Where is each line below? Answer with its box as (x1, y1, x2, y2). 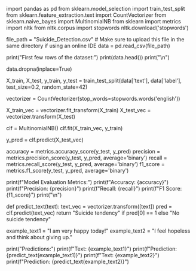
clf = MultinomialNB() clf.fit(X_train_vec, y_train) (6, 125, 123, 131)
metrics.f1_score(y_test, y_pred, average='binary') (6, 167, 129, 174)
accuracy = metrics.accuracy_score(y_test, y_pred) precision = (6, 148, 160, 155)
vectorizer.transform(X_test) (6, 113, 76, 120)
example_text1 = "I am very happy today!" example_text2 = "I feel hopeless (6, 227, 191, 234)
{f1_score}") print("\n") (6, 191, 62, 198)
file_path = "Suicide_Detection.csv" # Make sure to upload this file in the (6, 36, 185, 43)
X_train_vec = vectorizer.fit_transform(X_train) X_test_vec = (6, 107, 151, 113)
